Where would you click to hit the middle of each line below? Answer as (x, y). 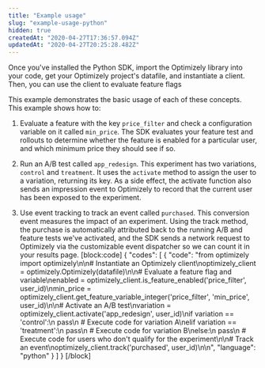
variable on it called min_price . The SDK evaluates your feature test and (136, 132)
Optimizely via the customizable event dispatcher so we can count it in (135, 247)
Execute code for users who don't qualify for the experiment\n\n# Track (137, 339)
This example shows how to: (55, 108)
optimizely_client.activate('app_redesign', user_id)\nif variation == (127, 314)
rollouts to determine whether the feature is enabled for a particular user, (138, 140)
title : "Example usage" (47, 15)
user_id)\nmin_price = (55, 289)
